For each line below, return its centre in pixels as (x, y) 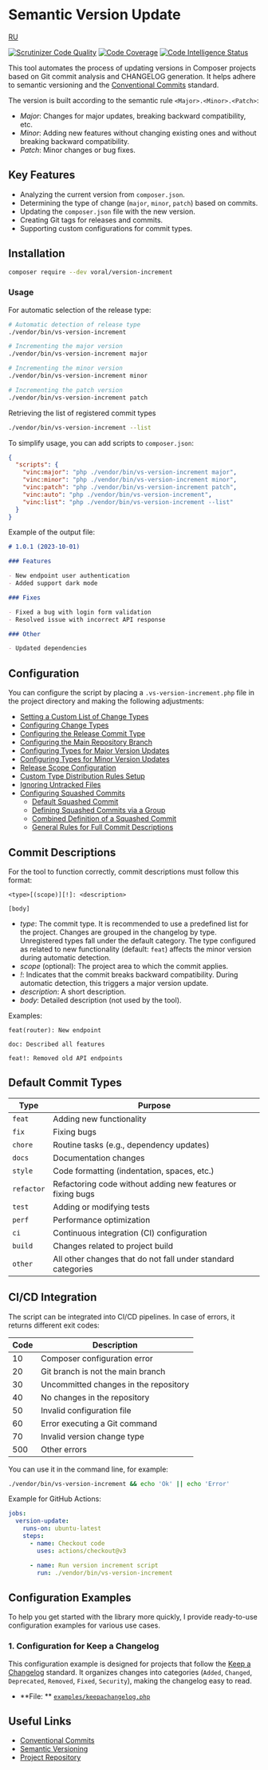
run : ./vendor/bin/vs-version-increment (105, 1573)
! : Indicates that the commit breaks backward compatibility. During (129, 975)
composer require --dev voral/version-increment (91, 272)
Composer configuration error (97, 1358)
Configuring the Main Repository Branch (86, 743)
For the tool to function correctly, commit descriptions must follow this (124, 871)
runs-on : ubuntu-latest (62, 1529)
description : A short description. (73, 991)
